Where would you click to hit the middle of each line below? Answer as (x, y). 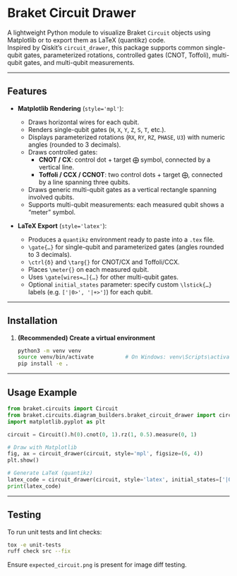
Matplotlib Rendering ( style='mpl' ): (71, 108)
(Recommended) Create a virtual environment (86, 337)
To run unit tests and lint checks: (55, 532)
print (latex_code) (34, 486)
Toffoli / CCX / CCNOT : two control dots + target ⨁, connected (131, 174)
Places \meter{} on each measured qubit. (89, 269)
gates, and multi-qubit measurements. (79, 62)
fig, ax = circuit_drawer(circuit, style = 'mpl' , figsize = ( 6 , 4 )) (105, 454)
